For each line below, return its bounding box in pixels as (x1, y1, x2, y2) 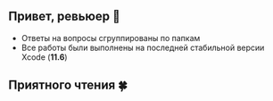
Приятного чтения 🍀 (8, 78, 128, 93)
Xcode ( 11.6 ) (21, 51, 68, 63)
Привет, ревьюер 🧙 (8, 9, 121, 24)
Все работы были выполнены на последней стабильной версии (21, 42, 265, 53)
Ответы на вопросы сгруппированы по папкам (21, 32, 201, 43)
